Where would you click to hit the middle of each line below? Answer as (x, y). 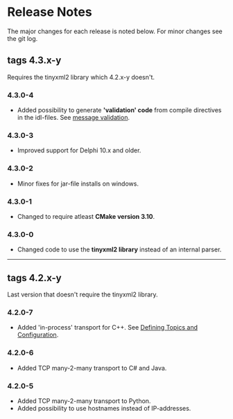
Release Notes (50, 12)
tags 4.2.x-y (34, 278)
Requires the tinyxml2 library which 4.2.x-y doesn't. (81, 77)
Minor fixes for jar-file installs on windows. (78, 184)
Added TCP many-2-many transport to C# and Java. (92, 368)
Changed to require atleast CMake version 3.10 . (86, 216)
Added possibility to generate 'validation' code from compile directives (119, 110)
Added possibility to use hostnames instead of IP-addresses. (104, 408)
